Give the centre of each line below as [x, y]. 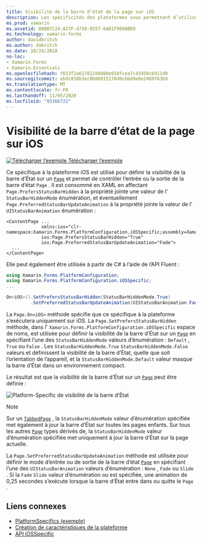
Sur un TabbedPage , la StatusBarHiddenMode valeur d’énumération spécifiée [98, 418]
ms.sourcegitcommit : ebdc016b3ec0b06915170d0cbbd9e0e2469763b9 [87, 79]
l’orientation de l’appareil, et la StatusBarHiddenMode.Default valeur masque [99, 359]
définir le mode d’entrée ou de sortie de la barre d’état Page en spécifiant [96, 462]
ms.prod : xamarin [28, 23]
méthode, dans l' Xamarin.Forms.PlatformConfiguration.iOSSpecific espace [101, 327]
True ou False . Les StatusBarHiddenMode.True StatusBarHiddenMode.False [97, 346]
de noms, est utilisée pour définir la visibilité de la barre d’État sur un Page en [101, 333]
